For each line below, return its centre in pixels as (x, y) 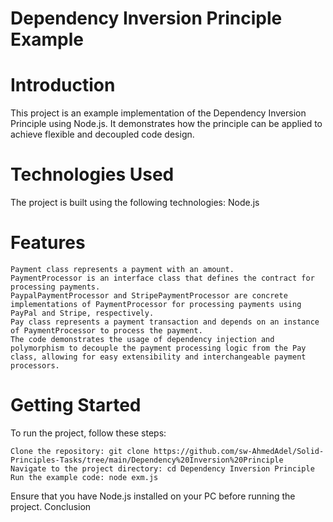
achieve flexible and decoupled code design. (102, 134)
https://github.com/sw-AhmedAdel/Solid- (239, 451)
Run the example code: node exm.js (84, 477)
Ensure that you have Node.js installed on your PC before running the (153, 496)
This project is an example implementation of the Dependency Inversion (158, 113)
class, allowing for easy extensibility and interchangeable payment (158, 357)
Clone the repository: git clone (80, 451)
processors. (35, 366)
